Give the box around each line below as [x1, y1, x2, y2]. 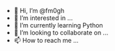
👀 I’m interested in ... [13, 14, 73, 22]
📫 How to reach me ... [13, 37, 79, 44]
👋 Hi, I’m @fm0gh [13, 7, 65, 14]
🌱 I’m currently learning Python [13, 21, 103, 29]
